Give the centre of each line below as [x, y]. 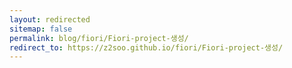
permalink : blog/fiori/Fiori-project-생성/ [99, 38]
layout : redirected [50, 19]
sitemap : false [41, 29]
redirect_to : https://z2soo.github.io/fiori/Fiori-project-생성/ [146, 47]
